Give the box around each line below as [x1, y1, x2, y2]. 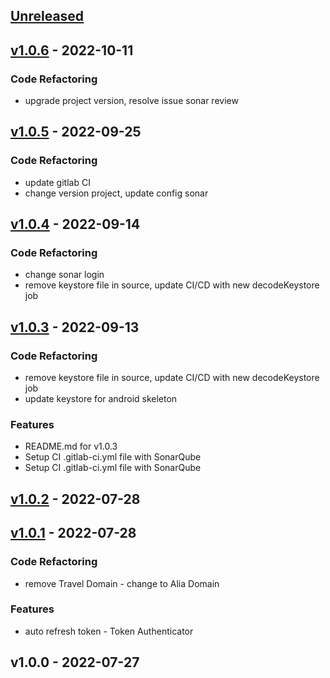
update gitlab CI [24, 176, 91, 188]
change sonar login [24, 269, 105, 281]
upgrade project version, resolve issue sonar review [24, 95, 239, 107]
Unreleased [10, 8, 85, 25]
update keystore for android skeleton [24, 393, 178, 405]
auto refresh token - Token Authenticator [24, 625, 194, 637]
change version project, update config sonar [24, 187, 209, 199]
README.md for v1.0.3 [24, 440, 118, 453]
